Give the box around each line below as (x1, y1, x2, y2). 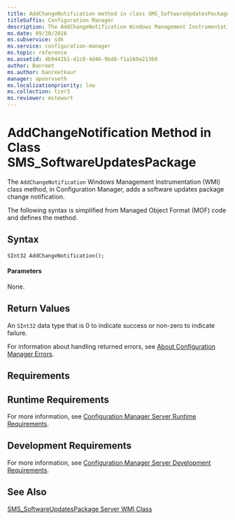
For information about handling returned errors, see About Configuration (7, 342, 215, 350)
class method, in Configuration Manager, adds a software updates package (7, 185, 225, 193)
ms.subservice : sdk (7, 36, 64, 43)
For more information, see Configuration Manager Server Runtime (7, 412, 197, 420)
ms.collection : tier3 (7, 88, 71, 95)
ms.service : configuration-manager (7, 43, 111, 50)
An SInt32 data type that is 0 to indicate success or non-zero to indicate (7, 321, 215, 329)
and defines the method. (7, 213, 78, 222)
